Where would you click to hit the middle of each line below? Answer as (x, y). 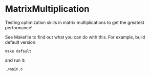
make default (18, 51)
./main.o (14, 69)
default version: (21, 42)
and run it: (15, 60)
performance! (19, 27)
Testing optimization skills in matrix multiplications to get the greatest (75, 22)
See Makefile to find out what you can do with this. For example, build (75, 37)
